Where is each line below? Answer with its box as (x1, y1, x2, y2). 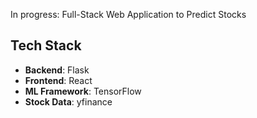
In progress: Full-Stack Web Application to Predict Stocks (10, 9, 247, 20)
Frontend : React (24, 74, 93, 86)
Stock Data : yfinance (24, 95, 113, 108)
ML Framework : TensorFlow (24, 85, 142, 97)
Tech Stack (10, 37, 82, 54)
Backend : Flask (24, 64, 90, 76)
